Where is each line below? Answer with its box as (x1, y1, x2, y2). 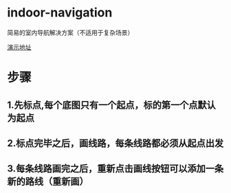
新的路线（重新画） (7, 176, 89, 188)
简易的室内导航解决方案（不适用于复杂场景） (7, 28, 134, 36)
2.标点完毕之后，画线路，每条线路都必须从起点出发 (7, 137, 224, 149)
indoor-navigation (7, 5, 113, 21)
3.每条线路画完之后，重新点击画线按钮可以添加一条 (7, 163, 224, 174)
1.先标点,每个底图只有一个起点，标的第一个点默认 (7, 99, 217, 111)
